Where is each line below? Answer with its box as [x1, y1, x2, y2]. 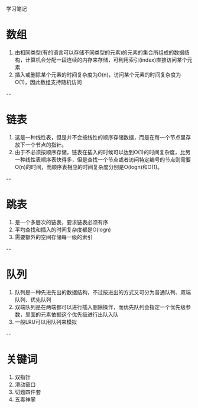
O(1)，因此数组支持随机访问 [14, 78, 82, 85]
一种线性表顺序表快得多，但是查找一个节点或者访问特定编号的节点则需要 [14, 156, 191, 163]
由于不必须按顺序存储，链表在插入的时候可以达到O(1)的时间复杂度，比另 [14, 148, 191, 155]
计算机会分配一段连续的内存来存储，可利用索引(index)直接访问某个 [25, 56, 187, 63]
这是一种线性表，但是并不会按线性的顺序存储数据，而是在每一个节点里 [14, 133, 186, 141]
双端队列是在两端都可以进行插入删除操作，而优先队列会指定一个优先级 [14, 303, 186, 310]
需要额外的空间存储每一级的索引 [14, 233, 93, 240]
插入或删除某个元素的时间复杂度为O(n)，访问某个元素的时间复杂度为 [14, 71, 181, 78]
